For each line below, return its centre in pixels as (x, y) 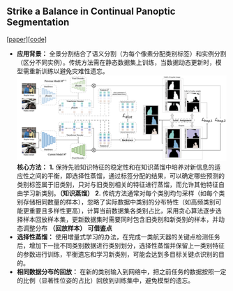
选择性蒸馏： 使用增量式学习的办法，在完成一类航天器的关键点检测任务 (118, 237)
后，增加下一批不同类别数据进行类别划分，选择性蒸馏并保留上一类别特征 (120, 245)
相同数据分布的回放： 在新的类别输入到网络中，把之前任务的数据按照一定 (121, 271)
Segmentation (38, 23)
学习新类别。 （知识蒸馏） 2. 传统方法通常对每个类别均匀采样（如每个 (121, 193)
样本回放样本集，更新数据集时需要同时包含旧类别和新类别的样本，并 (121, 219)
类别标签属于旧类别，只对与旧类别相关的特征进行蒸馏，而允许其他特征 (118, 184)
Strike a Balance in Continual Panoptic (91, 12)
